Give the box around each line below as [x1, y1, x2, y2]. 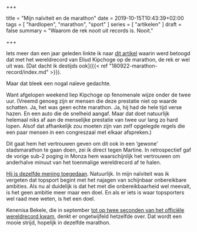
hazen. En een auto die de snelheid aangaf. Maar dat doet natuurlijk [6, 110, 170, 117]
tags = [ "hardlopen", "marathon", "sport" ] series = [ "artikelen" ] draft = [6, 21, 182, 28]
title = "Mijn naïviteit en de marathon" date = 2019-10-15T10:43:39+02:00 [6, 15, 184, 21]
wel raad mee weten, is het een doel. [6, 195, 95, 202]
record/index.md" [6, 69, 49, 75]
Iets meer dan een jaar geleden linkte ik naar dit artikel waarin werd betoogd [6, 50, 191, 56]
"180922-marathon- [109, 62, 158, 69]
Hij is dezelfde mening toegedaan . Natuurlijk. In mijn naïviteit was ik [6, 170, 169, 177]
